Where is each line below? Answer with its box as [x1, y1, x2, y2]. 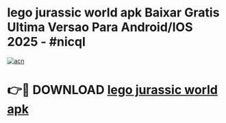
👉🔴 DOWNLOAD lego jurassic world [7, 82, 218, 98]
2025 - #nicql [7, 34, 86, 49]
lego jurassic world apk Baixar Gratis [7, 5, 220, 21]
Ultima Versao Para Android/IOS [7, 19, 193, 35]
